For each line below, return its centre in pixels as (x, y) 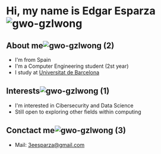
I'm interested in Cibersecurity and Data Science (74, 105)
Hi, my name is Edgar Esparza (81, 11)
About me (25, 45)
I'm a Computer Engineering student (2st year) (72, 66)
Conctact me (31, 131)
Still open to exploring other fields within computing (78, 112)
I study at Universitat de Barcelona (57, 72)
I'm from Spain (33, 60)
